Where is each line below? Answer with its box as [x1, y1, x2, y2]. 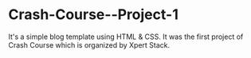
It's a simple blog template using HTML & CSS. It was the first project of [8, 32, 244, 41]
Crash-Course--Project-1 [8, 6, 179, 24]
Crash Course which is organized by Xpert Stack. [8, 40, 171, 49]
